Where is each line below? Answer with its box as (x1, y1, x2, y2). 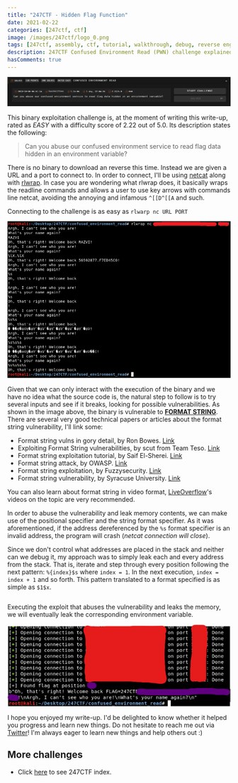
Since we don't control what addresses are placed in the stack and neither (7, 545, 225, 554)
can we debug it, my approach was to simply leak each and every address (7, 553, 225, 561)
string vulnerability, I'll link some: (7, 423, 103, 431)
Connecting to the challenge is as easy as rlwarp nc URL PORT (7, 207, 188, 216)
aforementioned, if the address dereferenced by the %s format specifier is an (7, 524, 230, 532)
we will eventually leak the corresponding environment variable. (7, 610, 193, 619)
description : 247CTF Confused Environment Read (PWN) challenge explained (7, 49, 233, 56)
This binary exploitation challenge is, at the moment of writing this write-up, (7, 113, 229, 122)
